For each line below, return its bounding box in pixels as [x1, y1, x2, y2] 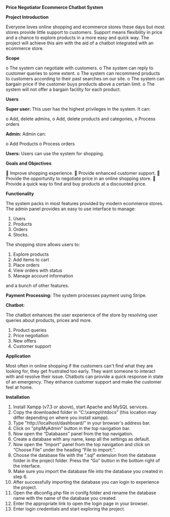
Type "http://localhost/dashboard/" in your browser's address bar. [13, 420, 151, 426]
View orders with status [13, 267, 63, 273]
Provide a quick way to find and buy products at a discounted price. [6, 181, 147, 186]
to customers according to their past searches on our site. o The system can [6, 76, 164, 81]
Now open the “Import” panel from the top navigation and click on [13, 442, 150, 447]
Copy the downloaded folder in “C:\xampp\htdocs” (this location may [13, 409, 157, 415]
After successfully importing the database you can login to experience [13, 479, 159, 485]
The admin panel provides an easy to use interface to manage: [6, 206, 136, 212]
